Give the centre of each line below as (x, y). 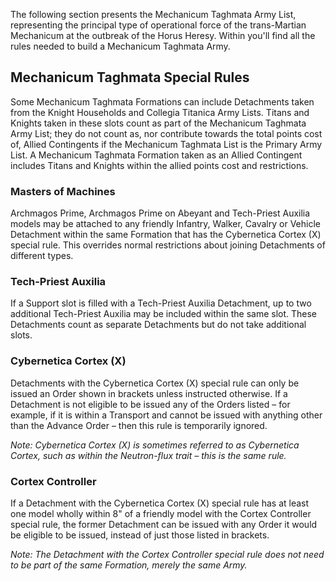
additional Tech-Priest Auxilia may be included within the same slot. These (164, 314)
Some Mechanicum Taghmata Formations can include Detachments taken (162, 101)
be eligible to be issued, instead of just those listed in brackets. (140, 535)
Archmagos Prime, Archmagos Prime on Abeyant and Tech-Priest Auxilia (160, 213)
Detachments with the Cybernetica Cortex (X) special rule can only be (155, 383)
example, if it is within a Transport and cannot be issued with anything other (166, 415)
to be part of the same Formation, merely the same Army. (129, 565)
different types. (42, 256)
